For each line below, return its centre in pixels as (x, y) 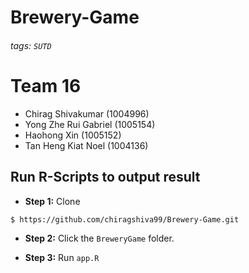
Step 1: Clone (52, 201)
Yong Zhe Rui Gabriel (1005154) (90, 124)
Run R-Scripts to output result (105, 177)
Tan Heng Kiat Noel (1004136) (86, 145)
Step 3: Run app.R (62, 257)
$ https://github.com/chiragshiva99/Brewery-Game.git (125, 219)
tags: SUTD (31, 45)
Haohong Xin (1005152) (73, 135)
